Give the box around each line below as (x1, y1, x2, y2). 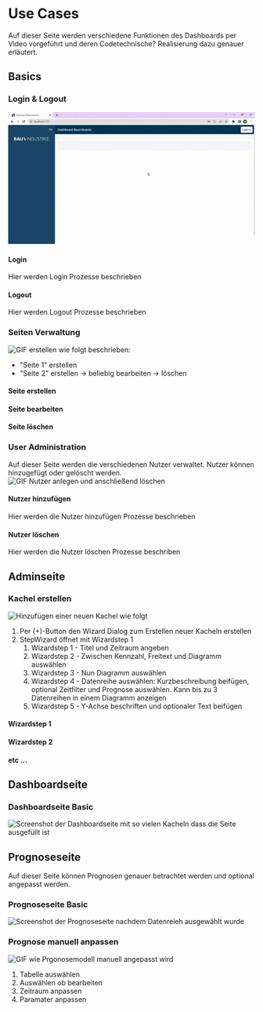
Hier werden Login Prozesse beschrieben (8, 272, 142, 282)
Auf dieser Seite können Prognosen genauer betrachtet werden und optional (8, 872, 254, 881)
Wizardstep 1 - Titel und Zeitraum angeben (31, 643, 170, 652)
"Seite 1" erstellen (19, 360, 77, 369)
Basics (8, 70, 41, 83)
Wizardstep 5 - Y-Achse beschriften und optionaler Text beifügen (31, 701, 243, 711)
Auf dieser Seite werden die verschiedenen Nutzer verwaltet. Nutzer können (8, 460, 254, 469)
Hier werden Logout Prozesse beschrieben (8, 308, 146, 317)
